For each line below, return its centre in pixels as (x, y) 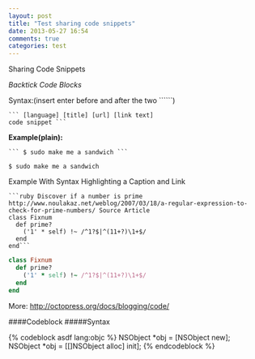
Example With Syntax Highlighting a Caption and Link (97, 182)
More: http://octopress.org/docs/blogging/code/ (89, 306)
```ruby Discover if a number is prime (76, 197)
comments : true (34, 38)
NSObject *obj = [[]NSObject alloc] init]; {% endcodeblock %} (112, 346)
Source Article (124, 211)
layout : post (30, 16)
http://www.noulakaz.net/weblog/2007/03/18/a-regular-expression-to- (128, 203)
